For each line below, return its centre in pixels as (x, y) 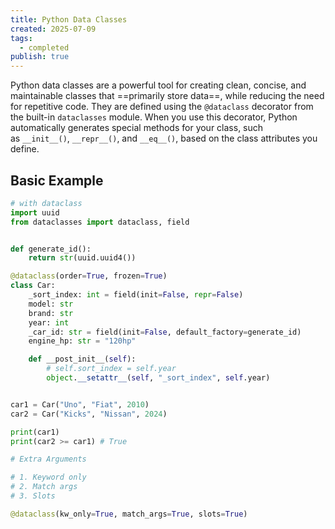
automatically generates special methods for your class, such (137, 128)
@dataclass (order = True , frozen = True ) (89, 276)
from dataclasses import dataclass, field (100, 222)
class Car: (33, 286)
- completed (44, 47)
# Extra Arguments (48, 459)
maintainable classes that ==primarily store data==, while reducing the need (167, 96)
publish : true (40, 57)
